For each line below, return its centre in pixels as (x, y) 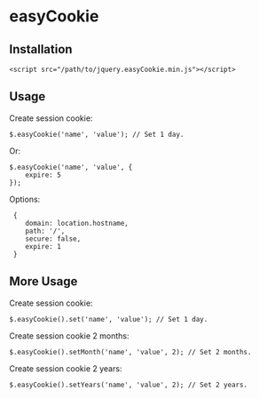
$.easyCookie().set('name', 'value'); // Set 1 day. (109, 319)
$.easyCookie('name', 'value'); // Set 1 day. (97, 134)
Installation (41, 49)
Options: (25, 199)
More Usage (43, 282)
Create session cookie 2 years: (66, 368)
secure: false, (53, 239)
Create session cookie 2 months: (69, 336)
